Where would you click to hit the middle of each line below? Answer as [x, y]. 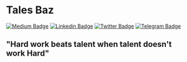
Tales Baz [30, 10]
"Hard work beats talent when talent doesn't [89, 44]
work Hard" [28, 54]
